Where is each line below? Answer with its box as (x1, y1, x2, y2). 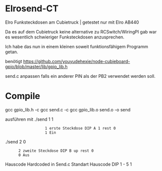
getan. (5, 49, 18, 55)
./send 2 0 (5, 138, 26, 144)
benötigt (5, 58, 22, 64)
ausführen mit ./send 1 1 (5, 116, 53, 122)
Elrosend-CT (5, 3, 59, 14)
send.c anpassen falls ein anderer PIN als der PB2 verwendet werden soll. (5, 73, 156, 79)
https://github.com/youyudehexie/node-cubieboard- (23, 58, 130, 64)
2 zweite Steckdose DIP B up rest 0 (18, 148, 94, 153)
